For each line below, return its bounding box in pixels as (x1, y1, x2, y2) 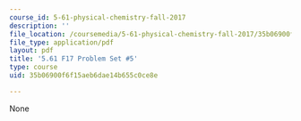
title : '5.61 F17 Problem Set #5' (9, 54, 139, 63)
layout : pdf (9, 46, 54, 55)
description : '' (9, 21, 70, 30)
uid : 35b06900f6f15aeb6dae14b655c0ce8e (9, 71, 159, 80)
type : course (9, 63, 58, 72)
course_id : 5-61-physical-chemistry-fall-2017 (9, 12, 186, 22)
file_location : (9, 29, 66, 38)
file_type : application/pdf (9, 37, 115, 47)
